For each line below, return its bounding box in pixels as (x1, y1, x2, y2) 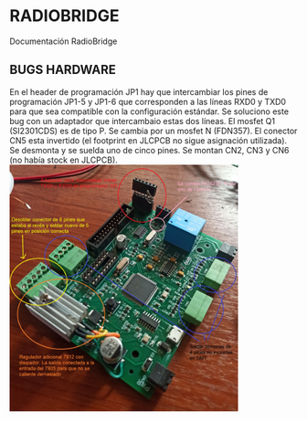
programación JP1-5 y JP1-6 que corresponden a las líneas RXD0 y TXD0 (9, 96, 286, 107)
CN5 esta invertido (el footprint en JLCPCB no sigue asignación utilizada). (9, 134, 288, 146)
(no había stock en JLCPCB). (9, 154, 119, 165)
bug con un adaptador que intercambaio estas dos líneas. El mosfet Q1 (9, 115, 276, 126)
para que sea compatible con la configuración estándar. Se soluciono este (9, 106, 290, 117)
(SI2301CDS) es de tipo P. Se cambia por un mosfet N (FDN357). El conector (9, 125, 298, 136)
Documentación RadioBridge (9, 36, 118, 47)
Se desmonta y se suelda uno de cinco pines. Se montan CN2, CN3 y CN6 (9, 144, 290, 155)
